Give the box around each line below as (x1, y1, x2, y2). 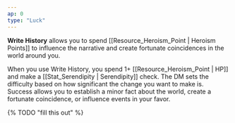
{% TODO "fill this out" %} (7, 108, 84, 117)
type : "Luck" (7, 17, 46, 24)
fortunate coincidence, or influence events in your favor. (7, 94, 171, 103)
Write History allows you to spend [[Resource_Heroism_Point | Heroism (7, 36, 216, 44)
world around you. (7, 51, 61, 60)
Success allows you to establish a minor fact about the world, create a (7, 87, 212, 96)
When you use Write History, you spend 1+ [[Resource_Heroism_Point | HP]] (7, 65, 229, 73)
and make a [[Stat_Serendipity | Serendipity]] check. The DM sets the (7, 72, 210, 81)
